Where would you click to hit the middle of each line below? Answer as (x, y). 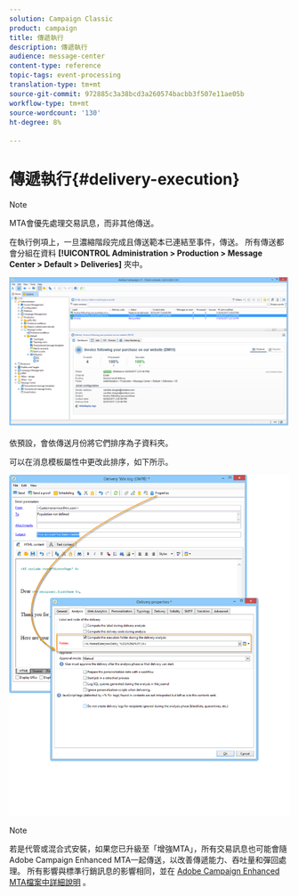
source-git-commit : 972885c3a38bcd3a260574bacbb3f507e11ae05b (127, 94)
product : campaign (43, 28)
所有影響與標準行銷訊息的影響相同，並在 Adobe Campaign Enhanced (153, 871)
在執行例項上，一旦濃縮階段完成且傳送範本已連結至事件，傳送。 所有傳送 (143, 242)
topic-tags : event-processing (65, 76)
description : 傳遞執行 (48, 47)
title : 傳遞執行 (36, 37)
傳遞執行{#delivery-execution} (125, 179)
